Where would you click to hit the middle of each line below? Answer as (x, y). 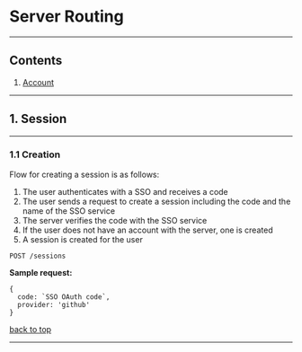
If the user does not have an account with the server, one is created (147, 230)
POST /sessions (38, 256)
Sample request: (41, 272)
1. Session (38, 119)
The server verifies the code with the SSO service (115, 220)
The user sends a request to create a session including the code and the (156, 201)
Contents (36, 61)
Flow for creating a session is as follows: (84, 174)
